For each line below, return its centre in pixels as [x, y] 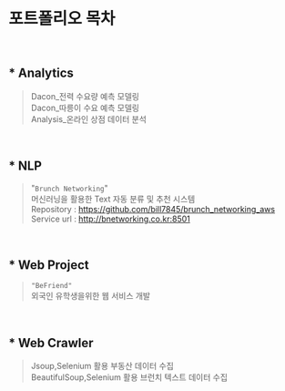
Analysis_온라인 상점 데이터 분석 [89, 118]
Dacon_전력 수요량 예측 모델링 [85, 96]
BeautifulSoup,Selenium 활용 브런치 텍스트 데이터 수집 [129, 377]
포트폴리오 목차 [62, 19]
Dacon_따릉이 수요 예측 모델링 [85, 108]
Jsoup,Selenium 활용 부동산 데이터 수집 [102, 366]
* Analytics [41, 73]
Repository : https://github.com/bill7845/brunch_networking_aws [153, 209]
